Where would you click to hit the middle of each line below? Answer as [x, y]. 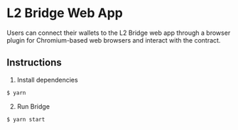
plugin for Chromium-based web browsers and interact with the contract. [114, 40]
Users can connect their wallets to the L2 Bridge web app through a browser [119, 33]
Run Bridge [33, 106]
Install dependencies [48, 80]
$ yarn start [26, 119]
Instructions [34, 63]
